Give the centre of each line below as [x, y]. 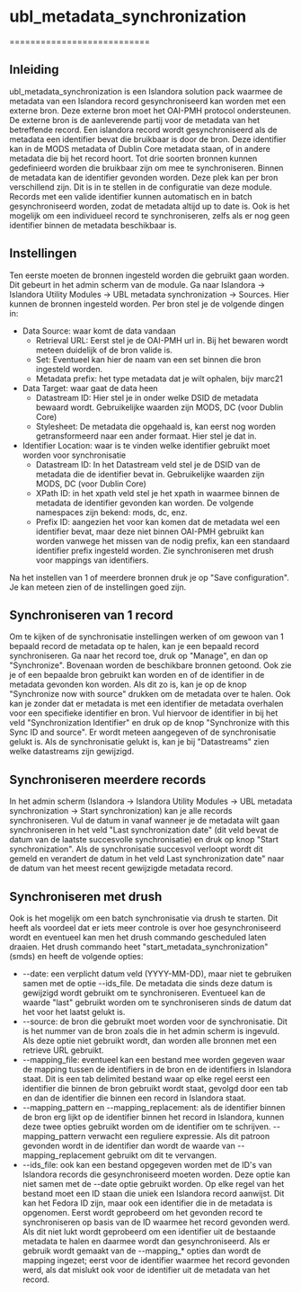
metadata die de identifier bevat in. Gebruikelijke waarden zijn [150, 474]
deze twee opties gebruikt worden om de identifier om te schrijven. [146, 1127]
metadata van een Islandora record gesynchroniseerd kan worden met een [147, 101]
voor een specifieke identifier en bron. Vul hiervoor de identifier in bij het [144, 713]
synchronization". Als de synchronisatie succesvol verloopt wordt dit [136, 849]
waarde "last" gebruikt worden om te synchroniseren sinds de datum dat [157, 1002]
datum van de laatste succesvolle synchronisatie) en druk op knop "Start [144, 840]
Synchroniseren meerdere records [108, 780]
